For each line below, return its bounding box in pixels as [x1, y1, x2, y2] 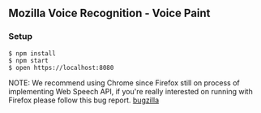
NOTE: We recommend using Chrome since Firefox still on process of [8, 77, 241, 88]
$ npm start [8, 56, 49, 64]
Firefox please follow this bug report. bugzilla [8, 95, 160, 105]
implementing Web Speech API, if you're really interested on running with [8, 86, 253, 96]
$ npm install [8, 49, 57, 58]
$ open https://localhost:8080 [8, 63, 114, 72]
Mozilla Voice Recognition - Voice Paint [8, 7, 211, 20]
